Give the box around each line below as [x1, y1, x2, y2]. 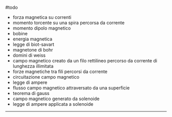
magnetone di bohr [12, 47, 53, 53]
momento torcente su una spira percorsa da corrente [12, 20, 125, 26]
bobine [12, 31, 28, 36]
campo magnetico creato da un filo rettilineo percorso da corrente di [12, 58, 158, 63]
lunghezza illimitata [12, 63, 54, 69]
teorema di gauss [12, 90, 50, 96]
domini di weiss [12, 52, 46, 58]
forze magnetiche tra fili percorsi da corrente [12, 68, 107, 75]
